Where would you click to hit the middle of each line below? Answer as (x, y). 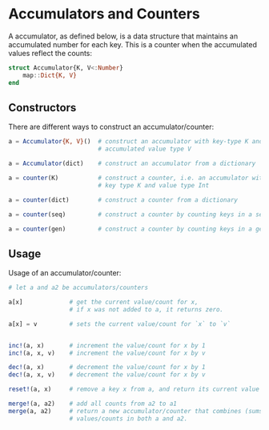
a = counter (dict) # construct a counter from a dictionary (123, 200)
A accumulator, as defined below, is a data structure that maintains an (123, 36)
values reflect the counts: (50, 53)
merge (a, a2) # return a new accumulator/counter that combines (125, 411)
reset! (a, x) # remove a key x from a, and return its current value (134, 389)
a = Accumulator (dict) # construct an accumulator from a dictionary (132, 164)
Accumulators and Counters (104, 14)
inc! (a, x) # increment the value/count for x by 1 (107, 345)
